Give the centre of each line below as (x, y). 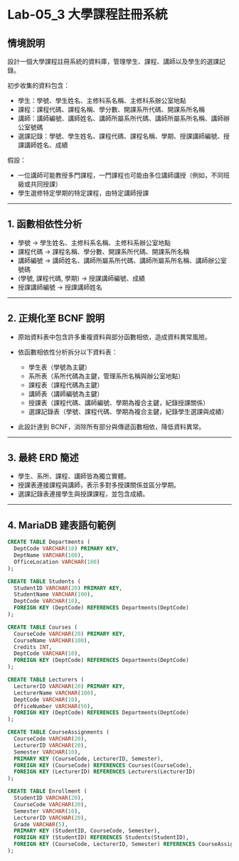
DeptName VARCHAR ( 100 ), (49, 555)
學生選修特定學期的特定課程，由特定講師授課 (83, 193)
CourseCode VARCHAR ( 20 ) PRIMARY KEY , (70, 633)
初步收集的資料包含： (38, 85)
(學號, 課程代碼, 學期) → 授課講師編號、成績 (81, 278)
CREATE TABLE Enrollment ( (47, 791)
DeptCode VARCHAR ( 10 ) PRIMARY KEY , (67, 549)
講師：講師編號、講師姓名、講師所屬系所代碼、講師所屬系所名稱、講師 (121, 118)
